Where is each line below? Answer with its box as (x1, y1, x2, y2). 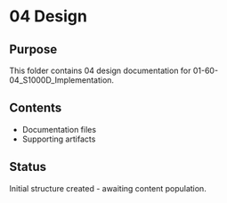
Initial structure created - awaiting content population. (9, 183, 207, 193)
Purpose (9, 42, 58, 57)
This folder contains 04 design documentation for (9, 65, 191, 76)
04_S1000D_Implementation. (9, 75, 114, 85)
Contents (9, 101, 62, 116)
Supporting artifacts (21, 134, 96, 144)
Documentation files (21, 124, 96, 134)
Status (9, 159, 47, 175)
